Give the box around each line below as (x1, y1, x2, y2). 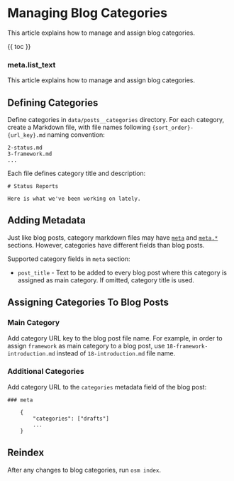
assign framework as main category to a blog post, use (7, 341, 165, 350)
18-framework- (166, 343, 208, 350)
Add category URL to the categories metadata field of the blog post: (7, 382, 207, 391)
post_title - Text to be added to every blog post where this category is (17, 268, 227, 277)
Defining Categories (7, 96, 99, 109)
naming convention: (47, 131, 105, 139)
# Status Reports (7, 183, 59, 190)
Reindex (7, 447, 45, 459)
